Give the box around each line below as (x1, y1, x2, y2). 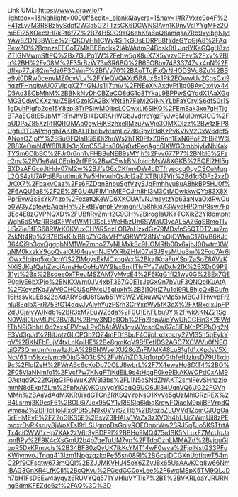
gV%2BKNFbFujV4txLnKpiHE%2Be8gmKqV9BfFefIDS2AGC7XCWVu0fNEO (7, 338, 228, 346)
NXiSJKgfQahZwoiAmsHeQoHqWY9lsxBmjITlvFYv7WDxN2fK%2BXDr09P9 (7, 263, 228, 271)
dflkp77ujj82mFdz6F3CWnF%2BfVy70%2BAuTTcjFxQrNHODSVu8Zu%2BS (7, 67, 229, 75)
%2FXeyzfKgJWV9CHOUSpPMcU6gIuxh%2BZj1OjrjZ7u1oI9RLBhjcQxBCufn (7, 285, 229, 293)
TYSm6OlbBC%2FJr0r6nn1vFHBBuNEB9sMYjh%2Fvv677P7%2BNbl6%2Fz (7, 149, 228, 158)
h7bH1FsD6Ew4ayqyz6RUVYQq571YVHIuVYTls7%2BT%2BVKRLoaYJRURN (7, 474, 229, 482)
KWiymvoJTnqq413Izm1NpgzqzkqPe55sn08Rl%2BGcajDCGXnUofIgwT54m (7, 451, 229, 459)
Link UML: (7, 6, 38, 14)
